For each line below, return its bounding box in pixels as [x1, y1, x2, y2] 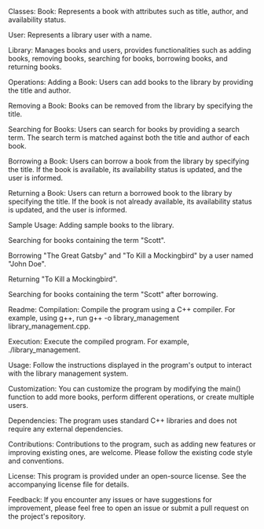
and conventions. [8, 456, 64, 465]
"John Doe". [8, 259, 46, 268]
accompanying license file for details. [8, 479, 130, 489]
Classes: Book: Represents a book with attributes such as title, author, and [8, 7, 249, 16]
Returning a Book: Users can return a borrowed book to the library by [8, 189, 233, 197]
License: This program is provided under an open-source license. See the [8, 472, 247, 480]
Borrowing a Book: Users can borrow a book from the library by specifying [8, 156, 250, 166]
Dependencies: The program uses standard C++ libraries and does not [8, 416, 237, 425]
